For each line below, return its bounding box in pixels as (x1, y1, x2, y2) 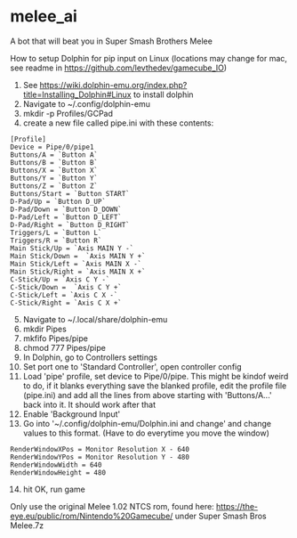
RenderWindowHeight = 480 (10, 468, 106, 477)
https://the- (215, 501, 259, 511)
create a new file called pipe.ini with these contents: (22, 118, 214, 128)
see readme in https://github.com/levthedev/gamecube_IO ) (10, 62, 228, 73)
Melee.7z (10, 519, 44, 531)
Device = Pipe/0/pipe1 (10, 143, 94, 151)
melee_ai (10, 6, 78, 27)
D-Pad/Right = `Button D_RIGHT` (10, 220, 130, 229)
